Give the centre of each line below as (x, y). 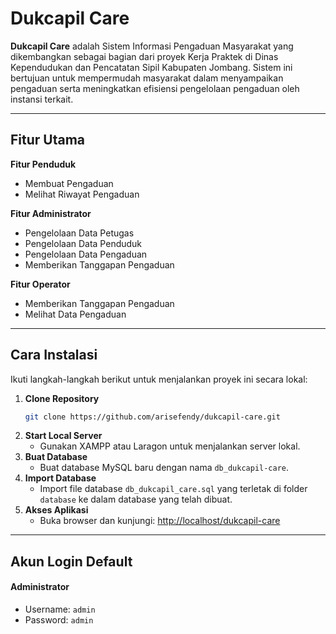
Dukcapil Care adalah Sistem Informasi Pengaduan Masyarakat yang (152, 46)
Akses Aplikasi (56, 510)
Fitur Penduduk (43, 164)
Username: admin (60, 609)
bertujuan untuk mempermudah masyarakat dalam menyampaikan (147, 78)
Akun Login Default (71, 561)
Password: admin (59, 620)
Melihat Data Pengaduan (75, 314)
